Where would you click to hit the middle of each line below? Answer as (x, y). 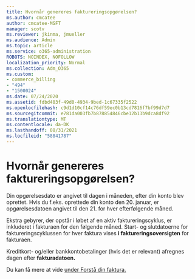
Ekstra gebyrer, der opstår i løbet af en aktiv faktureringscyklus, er (89, 220)
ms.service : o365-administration (49, 52)
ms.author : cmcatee (31, 18)
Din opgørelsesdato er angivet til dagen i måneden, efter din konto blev (95, 195)
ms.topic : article (29, 46)
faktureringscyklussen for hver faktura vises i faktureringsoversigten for (98, 233)
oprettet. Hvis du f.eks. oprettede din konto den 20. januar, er (83, 202)
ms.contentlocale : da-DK (38, 125)
